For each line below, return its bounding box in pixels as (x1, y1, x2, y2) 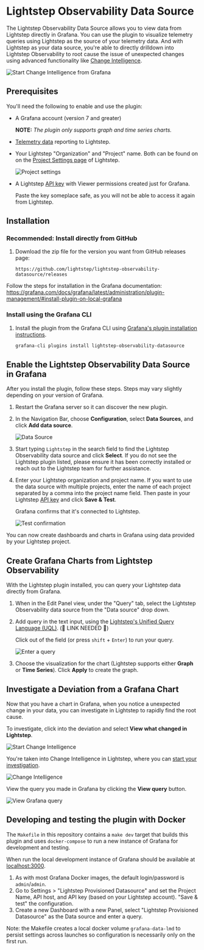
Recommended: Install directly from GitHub (6, 234, 138, 243)
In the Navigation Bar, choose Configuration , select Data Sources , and (15, 415, 194, 423)
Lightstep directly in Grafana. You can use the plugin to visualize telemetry (6, 30, 193, 38)
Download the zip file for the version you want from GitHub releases (15, 248, 186, 255)
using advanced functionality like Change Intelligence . (6, 57, 142, 64)
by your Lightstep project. (6, 538, 71, 545)
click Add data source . (15, 422, 73, 429)
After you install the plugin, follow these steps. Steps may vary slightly (6, 385, 183, 393)
